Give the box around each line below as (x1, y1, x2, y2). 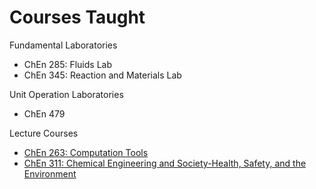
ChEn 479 (23, 107, 66, 120)
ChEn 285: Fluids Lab (23, 58, 112, 70)
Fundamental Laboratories (9, 39, 118, 51)
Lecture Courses (9, 127, 79, 139)
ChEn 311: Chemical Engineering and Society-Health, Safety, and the (23, 157, 307, 169)
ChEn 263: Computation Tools (23, 146, 149, 158)
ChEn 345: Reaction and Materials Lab (23, 69, 182, 81)
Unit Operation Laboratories (9, 88, 124, 100)
